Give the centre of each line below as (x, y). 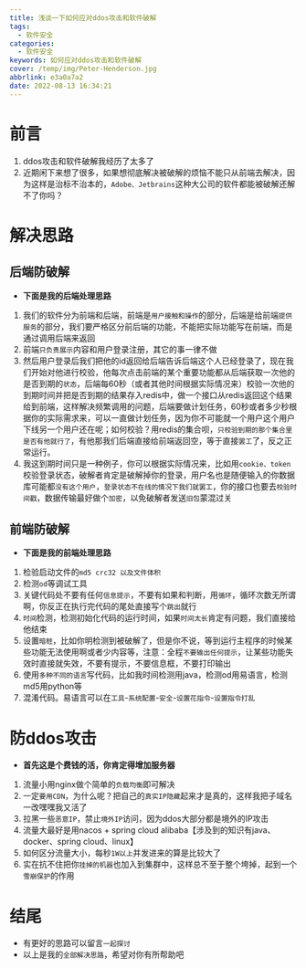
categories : (32, 43)
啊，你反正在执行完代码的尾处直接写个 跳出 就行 (110, 606)
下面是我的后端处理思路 (67, 295)
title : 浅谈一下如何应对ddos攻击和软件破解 (83, 18)
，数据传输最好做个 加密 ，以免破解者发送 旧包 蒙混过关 (134, 498)
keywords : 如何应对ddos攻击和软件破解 (76, 60)
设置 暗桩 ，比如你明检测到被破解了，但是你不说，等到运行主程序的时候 (153, 641)
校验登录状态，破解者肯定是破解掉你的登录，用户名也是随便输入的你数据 (158, 475)
